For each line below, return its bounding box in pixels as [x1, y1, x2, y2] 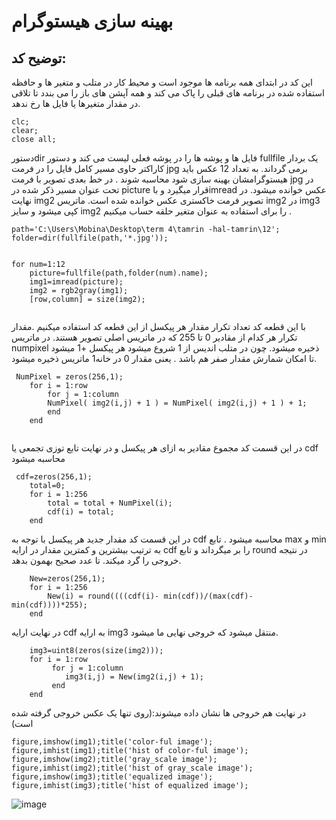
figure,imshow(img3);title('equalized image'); [11, 772, 214, 782]
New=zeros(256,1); [29, 574, 106, 584]
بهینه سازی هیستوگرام [11, 10, 174, 33]
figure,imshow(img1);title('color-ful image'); [11, 737, 214, 747]
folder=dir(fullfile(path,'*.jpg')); [11, 233, 169, 243]
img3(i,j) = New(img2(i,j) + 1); [64, 672, 204, 682]
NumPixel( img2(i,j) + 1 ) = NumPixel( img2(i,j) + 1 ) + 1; [47, 398, 308, 408]
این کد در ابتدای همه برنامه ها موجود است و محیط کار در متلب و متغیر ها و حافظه [11, 76, 313, 88]
